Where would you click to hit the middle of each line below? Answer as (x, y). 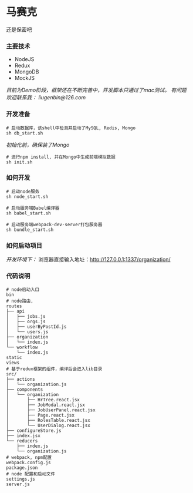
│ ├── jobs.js (26, 317)
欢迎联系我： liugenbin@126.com (46, 98)
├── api (16, 311)
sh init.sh (19, 162)
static (14, 358)
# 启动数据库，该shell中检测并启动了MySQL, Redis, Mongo (71, 128)
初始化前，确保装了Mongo (38, 145)
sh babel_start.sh (28, 213)
